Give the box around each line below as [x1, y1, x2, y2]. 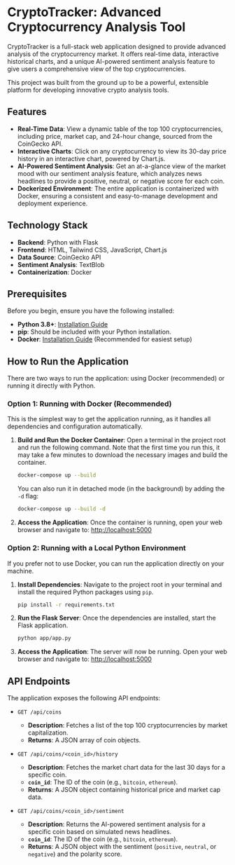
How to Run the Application [7, 355, 129, 367]
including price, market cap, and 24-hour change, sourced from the [17, 132, 213, 140]
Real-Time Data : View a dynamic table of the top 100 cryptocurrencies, [17, 124, 223, 133]
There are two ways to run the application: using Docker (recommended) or [7, 374, 225, 383]
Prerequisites [7, 288, 67, 300]
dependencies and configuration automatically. [7, 422, 143, 431]
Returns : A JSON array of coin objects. [27, 736, 141, 744]
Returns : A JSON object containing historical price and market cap [27, 786, 221, 794]
